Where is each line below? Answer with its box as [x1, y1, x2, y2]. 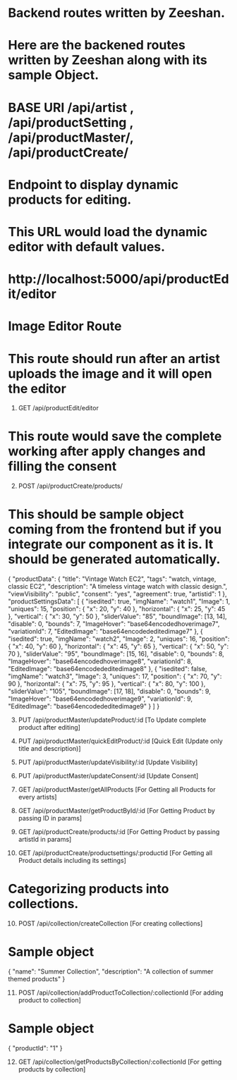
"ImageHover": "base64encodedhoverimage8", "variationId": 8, [8, 657, 193, 665]
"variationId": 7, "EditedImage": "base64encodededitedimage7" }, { [8, 627, 203, 636]
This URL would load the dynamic [8, 223, 207, 240]
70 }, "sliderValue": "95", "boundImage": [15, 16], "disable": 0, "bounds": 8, [8, 650, 224, 658]
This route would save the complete [8, 429, 222, 445]
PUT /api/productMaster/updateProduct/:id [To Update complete [18, 716, 207, 724]
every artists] [18, 793, 57, 802]
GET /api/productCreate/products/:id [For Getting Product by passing [18, 828, 220, 836]
